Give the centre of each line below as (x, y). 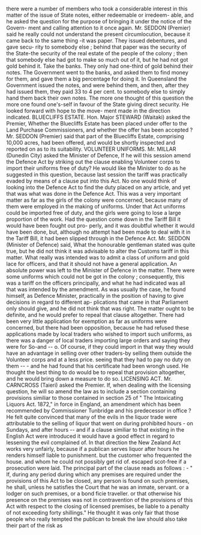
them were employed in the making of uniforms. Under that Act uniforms (96, 206)
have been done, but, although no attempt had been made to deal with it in (98, 232)
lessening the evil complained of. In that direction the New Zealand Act (94, 443)
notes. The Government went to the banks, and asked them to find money (97, 72)
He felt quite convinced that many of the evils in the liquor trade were (92, 417)
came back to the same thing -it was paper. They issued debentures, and (97, 41)
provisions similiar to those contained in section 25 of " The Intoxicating (95, 398)
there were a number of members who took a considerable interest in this (97, 9)
